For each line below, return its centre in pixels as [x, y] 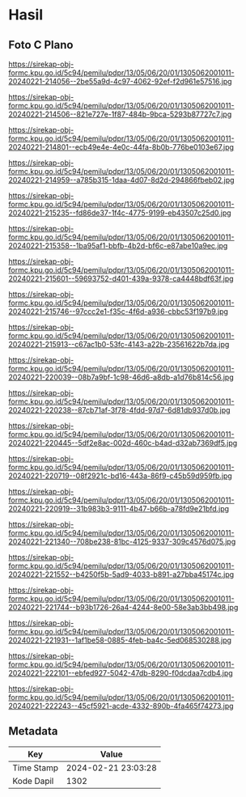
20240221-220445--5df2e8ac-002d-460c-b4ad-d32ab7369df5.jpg [123, 443]
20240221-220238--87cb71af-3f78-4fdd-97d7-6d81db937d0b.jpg [119, 410]
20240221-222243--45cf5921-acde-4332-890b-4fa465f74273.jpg [121, 706]
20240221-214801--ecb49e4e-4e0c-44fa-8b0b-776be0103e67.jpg [121, 147]
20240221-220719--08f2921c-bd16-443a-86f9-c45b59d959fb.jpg [120, 476]
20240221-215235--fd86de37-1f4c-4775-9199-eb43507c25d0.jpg [120, 213]
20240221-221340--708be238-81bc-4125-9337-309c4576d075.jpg [122, 541]
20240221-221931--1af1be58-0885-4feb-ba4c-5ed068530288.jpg [120, 640]
